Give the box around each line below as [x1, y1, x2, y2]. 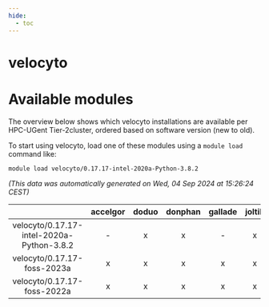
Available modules [8, 90, 134, 108]
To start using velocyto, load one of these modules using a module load [8, 141, 243, 150]
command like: [8, 149, 57, 158]
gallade [208, 205, 238, 217]
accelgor [90, 205, 126, 217]
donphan [166, 205, 202, 217]
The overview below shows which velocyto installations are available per [8, 117, 248, 126]
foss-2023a [24, 262, 71, 273]
